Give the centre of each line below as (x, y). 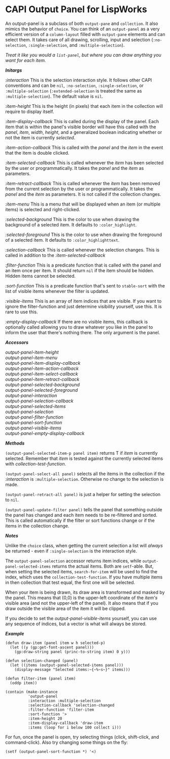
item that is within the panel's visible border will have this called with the (81, 127)
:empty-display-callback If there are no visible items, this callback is (77, 322)
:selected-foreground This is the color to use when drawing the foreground (84, 235)
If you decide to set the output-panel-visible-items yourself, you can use (81, 618)
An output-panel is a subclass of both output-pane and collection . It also (82, 23)
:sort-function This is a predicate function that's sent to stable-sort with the (85, 285)
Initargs (14, 70)
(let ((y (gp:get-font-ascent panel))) (52, 647)
